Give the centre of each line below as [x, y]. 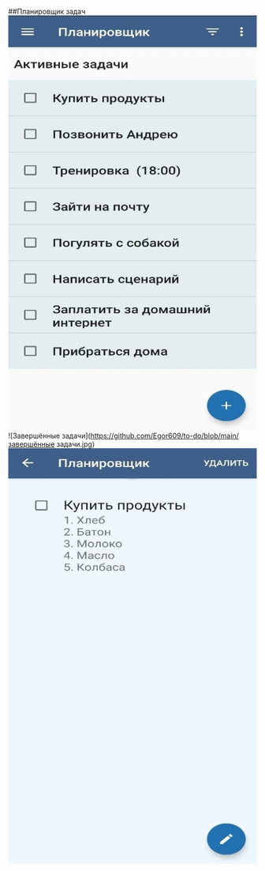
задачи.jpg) [76, 444]
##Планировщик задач [47, 11]
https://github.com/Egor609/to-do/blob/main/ [164, 436]
